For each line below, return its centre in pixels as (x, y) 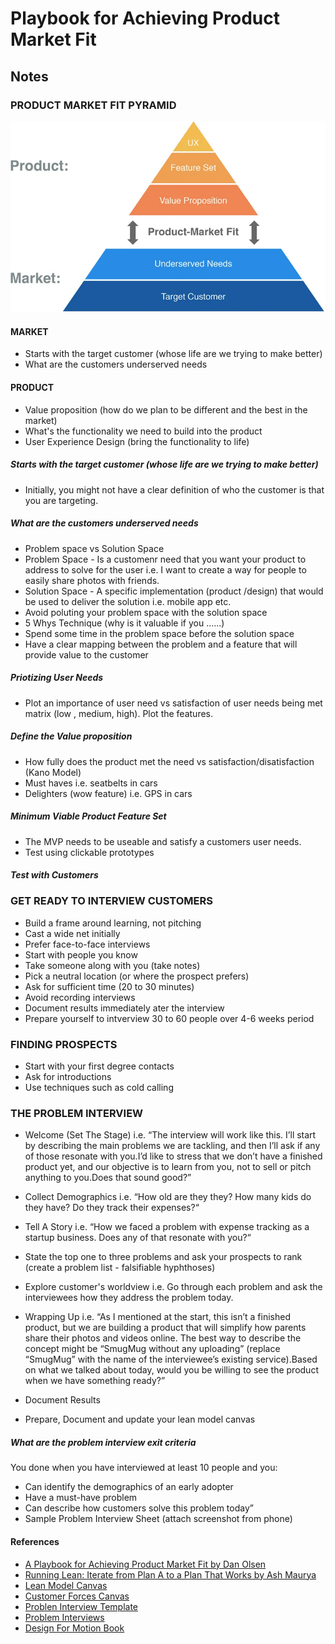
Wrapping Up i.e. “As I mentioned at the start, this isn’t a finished (158, 1317)
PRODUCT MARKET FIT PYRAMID (93, 105)
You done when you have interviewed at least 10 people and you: (144, 1468)
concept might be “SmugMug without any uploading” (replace (152, 1349)
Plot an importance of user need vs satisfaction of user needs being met (173, 703)
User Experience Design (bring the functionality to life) (137, 441)
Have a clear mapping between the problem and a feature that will (161, 644)
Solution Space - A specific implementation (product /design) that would (174, 591)
